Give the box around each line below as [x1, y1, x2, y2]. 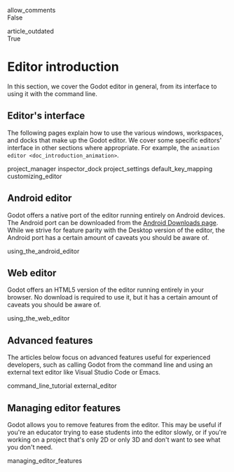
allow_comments [7, 6, 56, 14]
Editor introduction [7, 59, 119, 75]
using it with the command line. [7, 89, 98, 97]
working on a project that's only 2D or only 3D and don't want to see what [7, 436, 221, 444]
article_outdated [7, 27, 54, 35]
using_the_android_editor [7, 247, 80, 255]
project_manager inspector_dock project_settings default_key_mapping [7, 164, 213, 173]
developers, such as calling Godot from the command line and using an [7, 360, 213, 369]
